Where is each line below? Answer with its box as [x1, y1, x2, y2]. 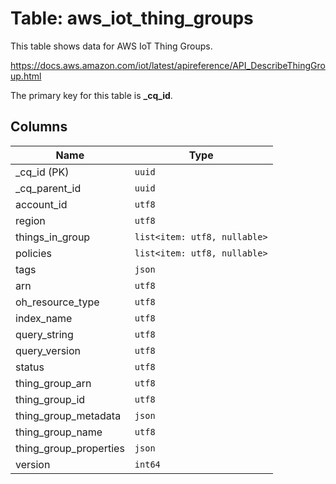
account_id [15, 197, 68, 211]
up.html [10, 70, 42, 82]
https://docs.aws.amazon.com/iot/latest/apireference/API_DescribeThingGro [10, 59, 326, 71]
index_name [15, 311, 73, 325]
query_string [15, 327, 74, 341]
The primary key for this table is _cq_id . [10, 89, 173, 101]
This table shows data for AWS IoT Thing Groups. [10, 40, 213, 52]
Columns [10, 118, 68, 136]
